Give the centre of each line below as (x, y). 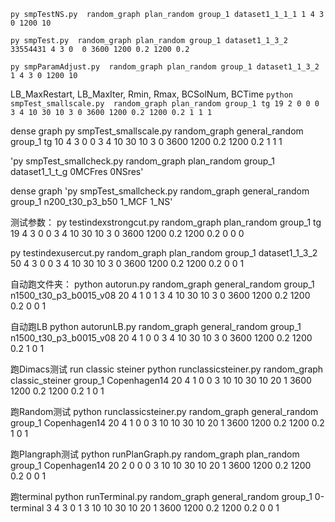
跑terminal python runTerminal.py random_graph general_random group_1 (161, 496)
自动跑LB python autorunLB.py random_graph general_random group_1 (156, 326)
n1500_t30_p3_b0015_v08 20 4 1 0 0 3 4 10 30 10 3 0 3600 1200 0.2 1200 (161, 338)
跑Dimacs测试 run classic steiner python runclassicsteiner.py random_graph (167, 369)
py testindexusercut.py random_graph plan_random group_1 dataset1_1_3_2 (164, 253)
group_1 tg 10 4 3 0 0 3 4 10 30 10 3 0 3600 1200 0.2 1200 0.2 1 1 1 (146, 141)
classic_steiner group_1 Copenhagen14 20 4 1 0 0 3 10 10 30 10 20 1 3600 (161, 380)
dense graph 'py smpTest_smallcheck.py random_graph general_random (160, 191)
